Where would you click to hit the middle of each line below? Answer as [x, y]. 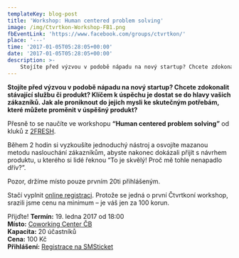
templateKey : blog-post [43, 14]
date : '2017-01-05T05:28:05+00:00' [60, 54]
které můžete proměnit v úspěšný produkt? [73, 109]
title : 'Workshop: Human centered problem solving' [85, 21]
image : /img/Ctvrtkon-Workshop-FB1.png [67, 27]
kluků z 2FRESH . [32, 131]
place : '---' [27, 41]
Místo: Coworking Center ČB [50, 224]
